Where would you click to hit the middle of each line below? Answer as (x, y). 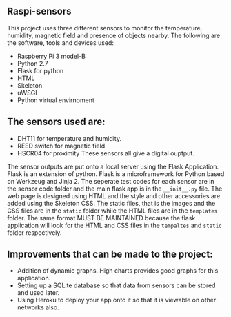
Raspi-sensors (39, 11)
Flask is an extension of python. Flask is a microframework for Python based (116, 174)
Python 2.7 (32, 63)
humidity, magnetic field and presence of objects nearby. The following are (114, 35)
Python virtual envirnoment (56, 100)
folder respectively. (34, 232)
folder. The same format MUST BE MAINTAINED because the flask (101, 218)
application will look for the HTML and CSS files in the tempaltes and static (114, 225)
